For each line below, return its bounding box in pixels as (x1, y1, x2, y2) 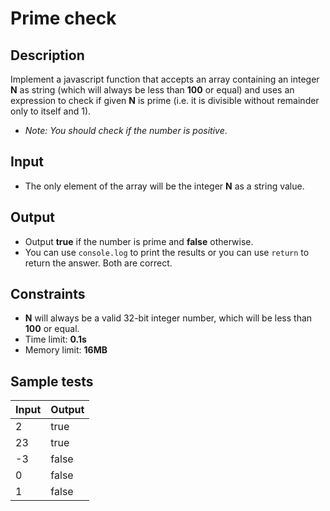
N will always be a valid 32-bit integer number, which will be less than (24, 312, 313, 324)
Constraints (10, 286, 86, 303)
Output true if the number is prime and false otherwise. (24, 235, 254, 247)
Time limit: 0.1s (24, 333, 87, 346)
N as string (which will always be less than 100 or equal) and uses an (10, 84, 295, 96)
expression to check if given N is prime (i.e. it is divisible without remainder (10, 95, 320, 106)
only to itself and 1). (10, 105, 92, 117)
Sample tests (10, 373, 94, 390)
